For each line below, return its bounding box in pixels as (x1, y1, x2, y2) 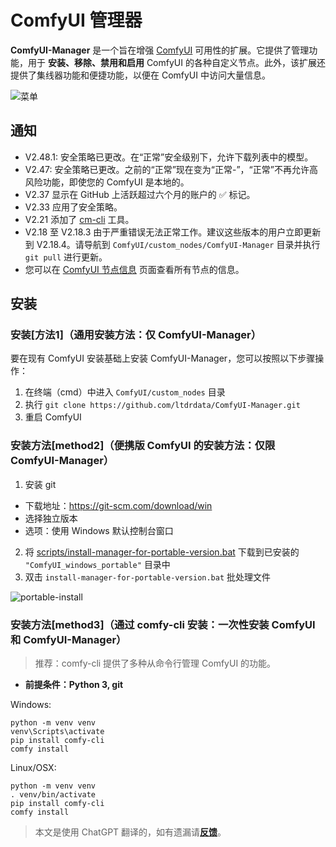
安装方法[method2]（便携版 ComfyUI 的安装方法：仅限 (10, 439, 276, 453)
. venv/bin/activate (10, 790, 97, 800)
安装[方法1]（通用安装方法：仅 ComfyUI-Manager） (10, 328, 262, 342)
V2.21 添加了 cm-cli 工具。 (24, 213, 135, 225)
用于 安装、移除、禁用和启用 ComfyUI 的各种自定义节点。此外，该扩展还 (27, 56, 326, 68)
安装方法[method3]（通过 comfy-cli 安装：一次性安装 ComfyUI (10, 617, 316, 631)
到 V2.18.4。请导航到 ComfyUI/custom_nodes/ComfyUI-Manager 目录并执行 (24, 238, 321, 250)
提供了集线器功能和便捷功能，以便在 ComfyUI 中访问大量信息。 (10, 69, 271, 81)
